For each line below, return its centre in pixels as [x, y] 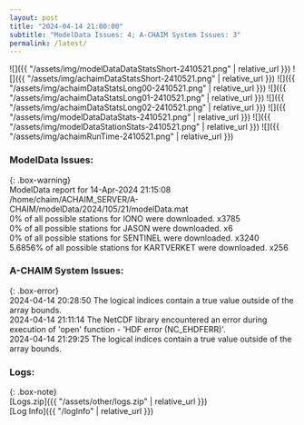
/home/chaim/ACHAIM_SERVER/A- [74, 199]
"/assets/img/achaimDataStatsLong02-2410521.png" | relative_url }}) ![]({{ [148, 108]
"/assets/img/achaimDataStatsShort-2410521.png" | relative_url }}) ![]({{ [161, 79]
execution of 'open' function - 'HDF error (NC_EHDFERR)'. [118, 329]
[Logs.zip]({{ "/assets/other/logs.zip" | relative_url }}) [108, 401]
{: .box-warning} [40, 180]
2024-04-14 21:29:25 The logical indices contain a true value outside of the [151, 339]
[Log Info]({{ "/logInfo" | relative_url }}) [82, 411]
